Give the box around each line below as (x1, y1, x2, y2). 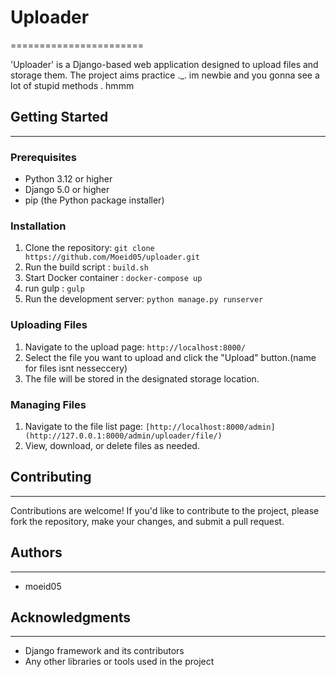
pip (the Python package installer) (24, 194, 165, 206)
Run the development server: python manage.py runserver (24, 293, 264, 305)
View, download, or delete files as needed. (24, 439, 200, 451)
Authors (10, 544, 63, 561)
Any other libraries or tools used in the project (24, 656, 215, 668)
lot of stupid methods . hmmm (10, 79, 135, 91)
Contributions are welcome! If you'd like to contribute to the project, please (10, 504, 320, 516)
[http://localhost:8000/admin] (145, 422, 276, 432)
